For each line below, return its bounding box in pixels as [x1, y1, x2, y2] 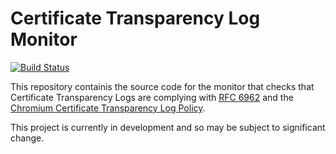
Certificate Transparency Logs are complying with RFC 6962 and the [10, 91, 294, 103]
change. [10, 132, 45, 144]
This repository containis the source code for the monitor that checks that [10, 80, 315, 92]
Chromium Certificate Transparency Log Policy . [10, 102, 206, 114]
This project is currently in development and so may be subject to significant [10, 121, 326, 133]
